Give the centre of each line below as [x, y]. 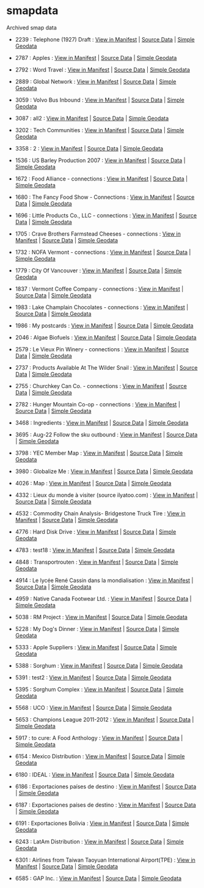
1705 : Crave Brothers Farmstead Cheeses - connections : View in [98, 234]
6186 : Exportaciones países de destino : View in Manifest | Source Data [106, 786]
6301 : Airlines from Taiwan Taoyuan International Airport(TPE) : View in [105, 860]
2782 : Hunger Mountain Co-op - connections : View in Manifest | [97, 404]
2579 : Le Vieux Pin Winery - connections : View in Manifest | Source [102, 349]
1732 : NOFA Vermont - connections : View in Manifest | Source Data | [103, 252]
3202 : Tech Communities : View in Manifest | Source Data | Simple [100, 130]
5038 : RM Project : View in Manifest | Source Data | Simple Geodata [101, 617]
